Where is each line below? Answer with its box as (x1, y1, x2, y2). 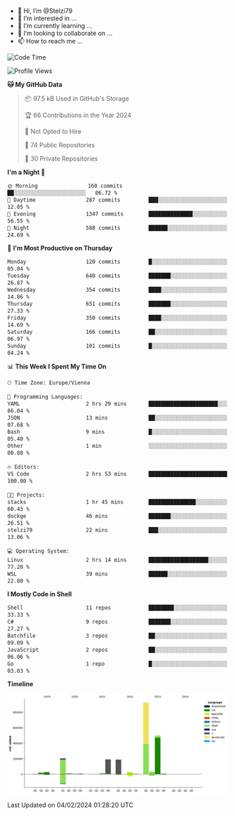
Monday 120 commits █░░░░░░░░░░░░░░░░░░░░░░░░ (7, 258, 228, 265)
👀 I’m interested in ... (17, 14, 77, 22)
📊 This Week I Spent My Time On (7, 362, 107, 370)
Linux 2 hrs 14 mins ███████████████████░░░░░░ (7, 556, 228, 563)
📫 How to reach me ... (17, 37, 83, 45)
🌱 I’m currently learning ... (17, 22, 93, 29)
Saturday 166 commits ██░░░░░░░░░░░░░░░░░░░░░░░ (7, 328, 228, 335)
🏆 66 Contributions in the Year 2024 (24, 111, 132, 119)
